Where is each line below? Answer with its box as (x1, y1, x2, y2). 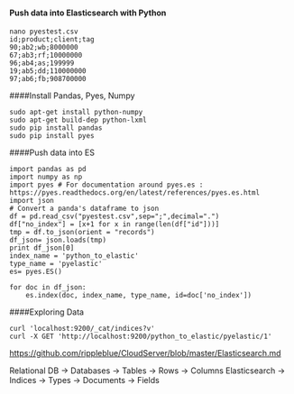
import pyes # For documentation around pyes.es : (9, 180, 204, 189)
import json (9, 197, 54, 206)
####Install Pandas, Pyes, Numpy (9, 90, 135, 101)
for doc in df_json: (9, 283, 87, 292)
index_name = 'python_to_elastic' (9, 252, 140, 261)
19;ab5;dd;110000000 (9, 67, 87, 76)
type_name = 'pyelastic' (9, 260, 103, 269)
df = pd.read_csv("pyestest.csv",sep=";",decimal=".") (9, 212, 220, 221)
